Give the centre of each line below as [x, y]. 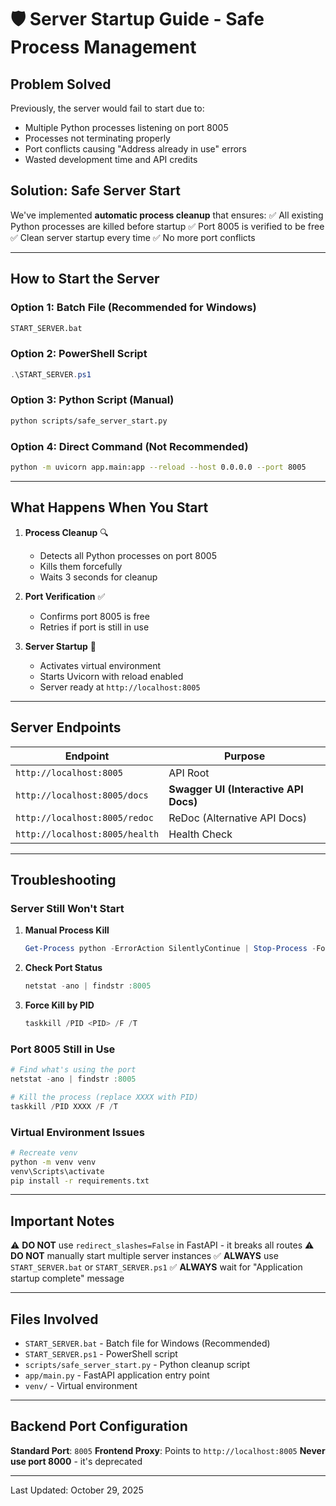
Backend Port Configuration [99, 1426]
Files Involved [54, 1319]
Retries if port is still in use [94, 627]
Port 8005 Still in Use [63, 1049]
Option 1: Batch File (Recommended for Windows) [133, 308]
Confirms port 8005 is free [94, 616]
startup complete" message [67, 1278]
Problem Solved [61, 84]
